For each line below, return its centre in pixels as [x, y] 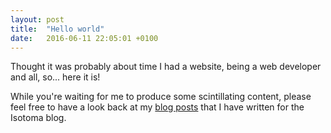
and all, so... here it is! [55, 77]
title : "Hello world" [57, 29]
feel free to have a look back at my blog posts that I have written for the [157, 107]
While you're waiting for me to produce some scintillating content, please [161, 97]
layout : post [37, 19]
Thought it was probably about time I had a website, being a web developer [166, 67]
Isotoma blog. [38, 118]
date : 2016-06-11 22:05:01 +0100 [84, 38]
